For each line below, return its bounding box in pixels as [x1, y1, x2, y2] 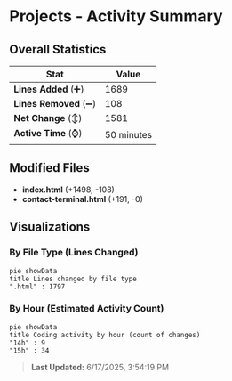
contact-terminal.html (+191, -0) [21, 193, 144, 204]
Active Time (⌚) [13, 127, 83, 139]
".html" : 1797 [9, 282, 66, 291]
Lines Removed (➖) [13, 98, 96, 109]
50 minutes [104, 128, 153, 141]
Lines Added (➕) [13, 83, 84, 95]
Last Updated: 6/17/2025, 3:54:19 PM [30, 361, 170, 372]
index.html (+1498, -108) [21, 184, 116, 195]
